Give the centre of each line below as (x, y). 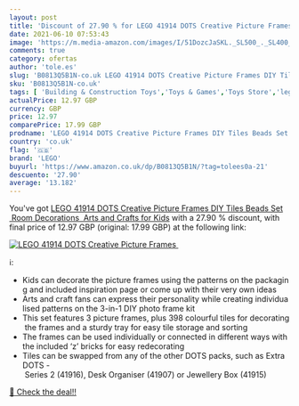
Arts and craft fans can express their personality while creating (137, 299)
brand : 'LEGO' (36, 158)
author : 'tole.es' (43, 68)
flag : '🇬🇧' (31, 150)
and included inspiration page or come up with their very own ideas (154, 289)
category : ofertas (43, 59)
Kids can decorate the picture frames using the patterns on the (137, 280)
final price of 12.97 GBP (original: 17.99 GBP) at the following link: (128, 227)
